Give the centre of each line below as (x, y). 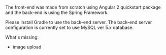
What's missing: (22, 37)
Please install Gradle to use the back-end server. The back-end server (79, 22)
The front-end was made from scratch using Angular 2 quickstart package (83, 7)
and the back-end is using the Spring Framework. (57, 12)
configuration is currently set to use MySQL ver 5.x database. (69, 27)
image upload (27, 47)
